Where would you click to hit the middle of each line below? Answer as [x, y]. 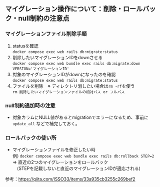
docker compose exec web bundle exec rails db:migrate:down [76, 63]
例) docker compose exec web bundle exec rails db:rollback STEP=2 [83, 156]
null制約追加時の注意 [30, 105]
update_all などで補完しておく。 [46, 123]
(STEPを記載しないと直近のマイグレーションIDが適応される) [79, 168]
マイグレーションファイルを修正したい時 [54, 150]
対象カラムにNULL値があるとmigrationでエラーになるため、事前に [80, 117]
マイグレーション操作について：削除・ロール [74, 9]
